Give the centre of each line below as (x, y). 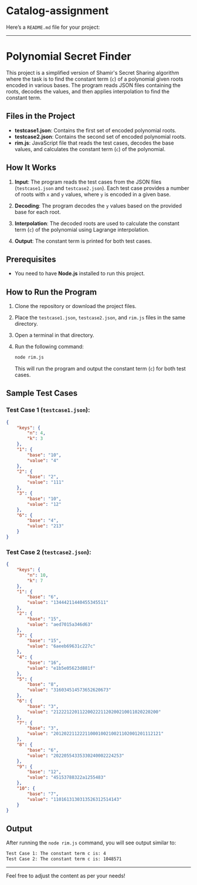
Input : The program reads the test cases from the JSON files (88, 182)
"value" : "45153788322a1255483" (67, 777)
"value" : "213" (46, 526)
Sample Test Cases (42, 393)
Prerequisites (31, 259)
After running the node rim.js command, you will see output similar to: (91, 843)
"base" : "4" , (43, 521)
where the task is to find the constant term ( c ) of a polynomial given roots (95, 79)
